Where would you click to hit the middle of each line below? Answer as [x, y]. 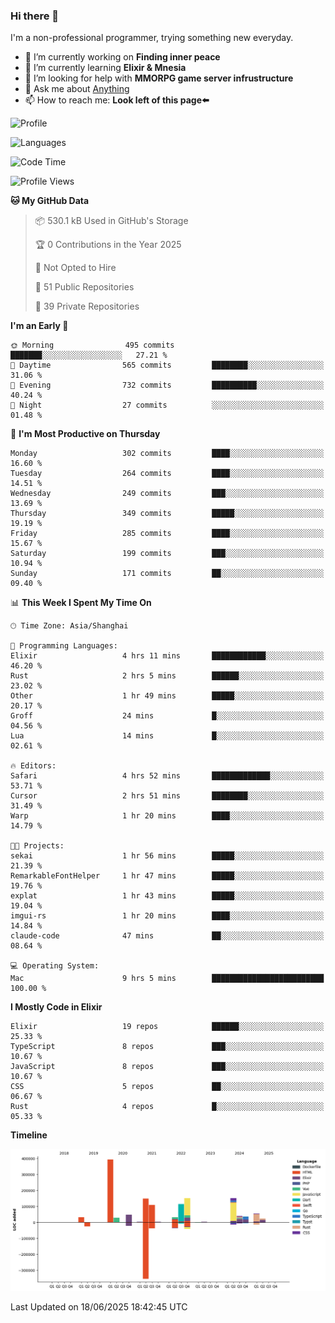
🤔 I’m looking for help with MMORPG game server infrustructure [159, 78]
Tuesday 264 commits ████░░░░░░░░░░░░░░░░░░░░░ [167, 474]
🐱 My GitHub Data [50, 201]
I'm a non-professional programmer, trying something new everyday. [152, 38]
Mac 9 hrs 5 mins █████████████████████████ [167, 979]
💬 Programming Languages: [64, 646]
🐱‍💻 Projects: [37, 846]
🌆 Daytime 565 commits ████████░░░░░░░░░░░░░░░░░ [167, 365]
